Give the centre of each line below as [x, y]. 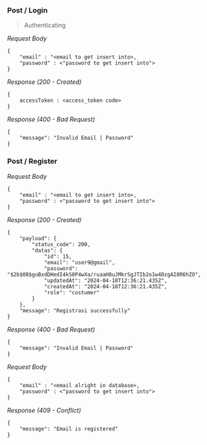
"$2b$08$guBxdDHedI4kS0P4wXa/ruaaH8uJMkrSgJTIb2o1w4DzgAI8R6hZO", [104, 274]
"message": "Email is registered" [69, 428]
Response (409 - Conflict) [44, 410]
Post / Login [28, 10]
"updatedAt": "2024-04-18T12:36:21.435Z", [106, 281]
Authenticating [45, 25]
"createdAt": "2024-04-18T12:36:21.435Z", [106, 286]
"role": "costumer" [72, 292]
